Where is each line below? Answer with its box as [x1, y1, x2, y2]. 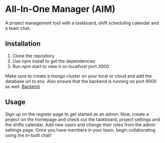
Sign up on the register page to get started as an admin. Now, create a [5, 111, 149, 117]
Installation [5, 40, 41, 48]
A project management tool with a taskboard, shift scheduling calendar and [5, 20, 159, 26]
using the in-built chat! [5, 132, 52, 138]
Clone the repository [12, 53, 55, 59]
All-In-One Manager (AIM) [5, 3, 116, 15]
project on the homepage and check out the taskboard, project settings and [5, 116, 161, 122]
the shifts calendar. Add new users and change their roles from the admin [5, 122, 156, 128]
